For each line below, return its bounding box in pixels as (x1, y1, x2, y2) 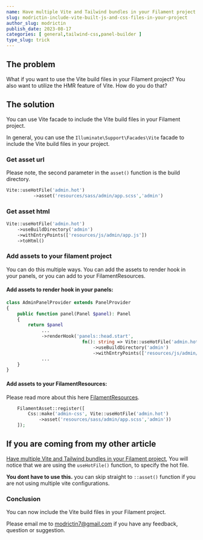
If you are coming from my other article (6, 439, 156, 449)
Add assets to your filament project (6, 252, 112, 260)
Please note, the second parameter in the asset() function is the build (6, 169, 180, 176)
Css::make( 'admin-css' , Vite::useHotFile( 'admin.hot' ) (28, 411, 169, 417)
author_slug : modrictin (6, 20, 66, 26)
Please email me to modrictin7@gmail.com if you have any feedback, (6, 520, 178, 527)
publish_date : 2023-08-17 (6, 25, 71, 32)
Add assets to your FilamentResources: (6, 380, 108, 387)
